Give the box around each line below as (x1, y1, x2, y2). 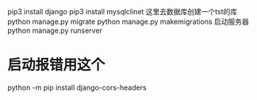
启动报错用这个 (7, 56, 105, 74)
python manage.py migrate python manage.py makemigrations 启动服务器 (7, 17, 249, 26)
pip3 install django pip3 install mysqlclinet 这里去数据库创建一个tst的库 (7, 7, 238, 16)
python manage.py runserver (7, 26, 102, 35)
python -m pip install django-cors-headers (7, 83, 148, 92)
